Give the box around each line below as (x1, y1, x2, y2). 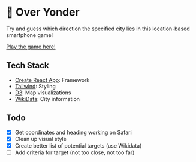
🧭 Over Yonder (6, 5, 80, 19)
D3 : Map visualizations (14, 89, 71, 96)
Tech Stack (6, 60, 49, 71)
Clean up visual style (14, 135, 67, 142)
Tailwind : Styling (14, 82, 56, 90)
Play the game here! (6, 43, 56, 50)
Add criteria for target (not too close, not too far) (14, 149, 135, 156)
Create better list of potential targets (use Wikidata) (14, 142, 142, 149)
